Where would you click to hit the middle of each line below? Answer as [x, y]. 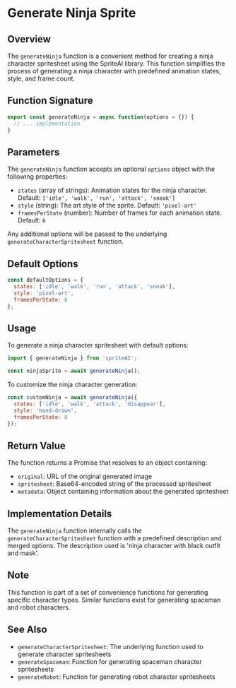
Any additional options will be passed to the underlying [87, 234]
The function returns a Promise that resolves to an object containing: [107, 463]
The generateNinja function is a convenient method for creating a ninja [110, 56]
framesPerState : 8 [41, 417]
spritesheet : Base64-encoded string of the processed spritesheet [114, 484]
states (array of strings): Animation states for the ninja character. [112, 190]
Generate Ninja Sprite [72, 13]
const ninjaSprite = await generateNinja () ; [74, 371]
